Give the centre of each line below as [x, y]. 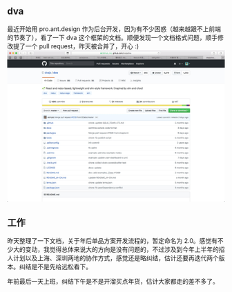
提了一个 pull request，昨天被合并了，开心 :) [76, 46]
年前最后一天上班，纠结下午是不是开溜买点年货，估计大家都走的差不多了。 [113, 281]
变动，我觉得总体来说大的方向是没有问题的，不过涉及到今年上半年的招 [125, 249]
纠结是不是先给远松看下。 [55, 266]
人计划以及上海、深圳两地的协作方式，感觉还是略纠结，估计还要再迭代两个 [113, 257]
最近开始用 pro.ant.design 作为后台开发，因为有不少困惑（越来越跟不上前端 [114, 29]
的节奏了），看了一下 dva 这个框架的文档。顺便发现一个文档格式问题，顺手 [113, 37]
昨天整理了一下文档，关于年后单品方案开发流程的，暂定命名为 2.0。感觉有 [112, 240]
